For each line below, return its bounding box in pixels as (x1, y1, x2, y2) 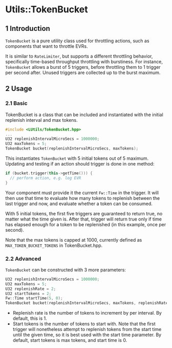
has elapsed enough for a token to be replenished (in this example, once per (5, 221, 166, 227)
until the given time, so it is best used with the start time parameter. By (12, 332, 162, 338)
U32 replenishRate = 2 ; (5, 286, 56, 291)
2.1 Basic (5, 100, 28, 107)
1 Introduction (5, 24, 50, 33)
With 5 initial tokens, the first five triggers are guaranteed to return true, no (5, 210, 163, 216)
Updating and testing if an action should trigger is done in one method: (5, 161, 155, 167)
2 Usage (5, 84, 32, 93)
